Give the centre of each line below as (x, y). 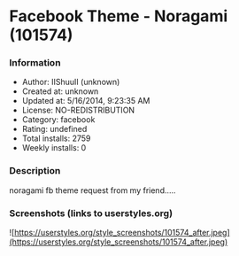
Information (35, 63)
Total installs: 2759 (56, 138)
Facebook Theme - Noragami (119, 16)
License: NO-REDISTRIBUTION (78, 110)
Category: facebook (58, 120)
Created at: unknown (60, 91)
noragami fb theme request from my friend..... (93, 190)
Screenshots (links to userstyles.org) (91, 213)
